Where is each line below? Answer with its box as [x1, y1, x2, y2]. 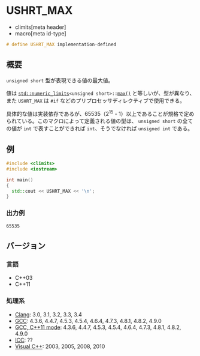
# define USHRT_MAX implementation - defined [6, 41, 117, 47]
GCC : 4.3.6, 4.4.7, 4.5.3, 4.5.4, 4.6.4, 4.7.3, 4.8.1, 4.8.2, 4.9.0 [14, 317, 162, 324]
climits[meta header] [14, 23, 66, 31]
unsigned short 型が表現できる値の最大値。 [6, 76, 114, 84]
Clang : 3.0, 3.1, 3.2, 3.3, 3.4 [14, 310, 82, 318]
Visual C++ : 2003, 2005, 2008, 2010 [14, 343, 105, 350]
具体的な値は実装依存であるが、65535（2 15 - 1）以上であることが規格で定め [6, 109, 195, 117]
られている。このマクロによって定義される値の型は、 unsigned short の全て [6, 118, 193, 125]
